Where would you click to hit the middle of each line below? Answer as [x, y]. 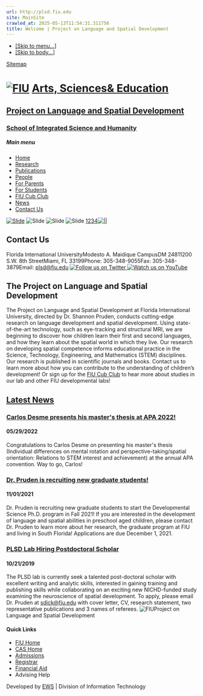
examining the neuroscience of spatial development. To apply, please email [100, 596]
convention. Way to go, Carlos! [45, 464]
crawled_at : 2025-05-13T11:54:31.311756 [58, 23]
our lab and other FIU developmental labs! [58, 381]
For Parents [29, 183]
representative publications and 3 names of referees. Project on [93, 609]
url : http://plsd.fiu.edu [39, 12]
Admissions [29, 655]
